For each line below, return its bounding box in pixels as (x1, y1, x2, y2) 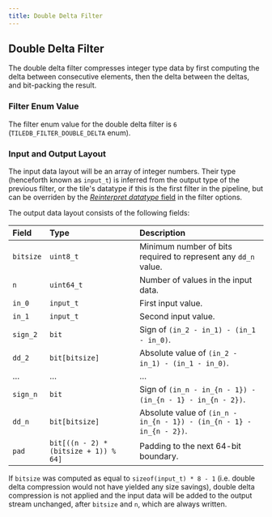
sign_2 (12, 330, 38, 340)
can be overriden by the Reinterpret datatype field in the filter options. (8, 192, 243, 203)
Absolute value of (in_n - (139, 407, 237, 418)
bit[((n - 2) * (49, 438, 108, 448)
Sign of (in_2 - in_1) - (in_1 (139, 324, 257, 335)
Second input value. (139, 311, 215, 323)
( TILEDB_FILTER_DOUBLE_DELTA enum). (8, 127, 131, 138)
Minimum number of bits (139, 241, 232, 252)
